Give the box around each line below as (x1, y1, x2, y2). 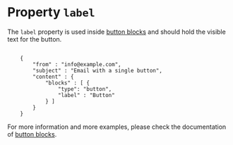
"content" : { (32, 73, 74, 80)
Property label (7, 4, 95, 20)
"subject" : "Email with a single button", (32, 67, 162, 74)
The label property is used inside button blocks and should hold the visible (7, 27, 226, 36)
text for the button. (7, 34, 62, 43)
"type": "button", (57, 85, 112, 92)
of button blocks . (7, 130, 57, 138)
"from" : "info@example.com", (32, 61, 121, 68)
